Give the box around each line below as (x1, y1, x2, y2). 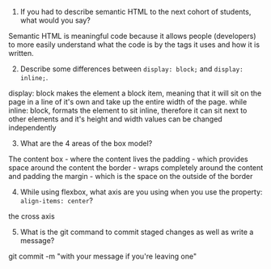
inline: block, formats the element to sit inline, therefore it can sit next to (8, 105, 248, 115)
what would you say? (19, 15, 91, 25)
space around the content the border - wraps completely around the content (8, 163, 264, 173)
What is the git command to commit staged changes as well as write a (19, 227, 254, 237)
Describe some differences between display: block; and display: (19, 64, 244, 74)
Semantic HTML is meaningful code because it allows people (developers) (8, 32, 256, 41)
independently (8, 123, 57, 132)
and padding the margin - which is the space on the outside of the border (8, 172, 253, 181)
